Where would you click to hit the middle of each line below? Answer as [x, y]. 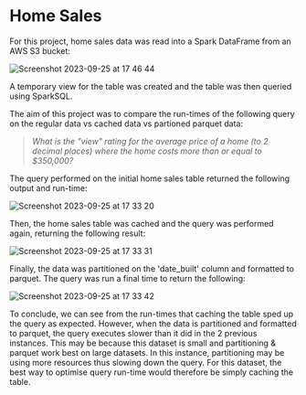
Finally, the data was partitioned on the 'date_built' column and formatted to [152, 268]
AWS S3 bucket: [40, 50]
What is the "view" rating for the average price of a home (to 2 [150, 141]
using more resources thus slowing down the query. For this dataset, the [146, 362]
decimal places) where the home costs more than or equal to [147, 151]
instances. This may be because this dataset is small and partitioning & [143, 343]
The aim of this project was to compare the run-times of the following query [152, 113]
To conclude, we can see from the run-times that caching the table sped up [152, 314]
